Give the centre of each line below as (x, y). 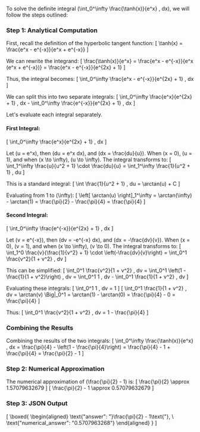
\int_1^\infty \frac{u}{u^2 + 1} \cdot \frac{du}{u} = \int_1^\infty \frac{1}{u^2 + (98, 165)
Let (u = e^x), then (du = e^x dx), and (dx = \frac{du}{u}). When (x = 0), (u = (99, 153)
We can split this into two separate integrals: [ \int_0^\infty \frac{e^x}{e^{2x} (99, 97)
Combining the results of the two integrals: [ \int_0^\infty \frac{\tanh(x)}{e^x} (100, 341)
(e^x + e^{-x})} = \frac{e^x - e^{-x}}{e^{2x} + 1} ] (66, 67)
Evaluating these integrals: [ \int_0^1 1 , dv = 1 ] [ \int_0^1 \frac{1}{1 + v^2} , (96, 288)
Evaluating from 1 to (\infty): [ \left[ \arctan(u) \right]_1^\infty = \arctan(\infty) (99, 195)
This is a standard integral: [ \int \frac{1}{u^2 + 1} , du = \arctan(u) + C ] (93, 183)
